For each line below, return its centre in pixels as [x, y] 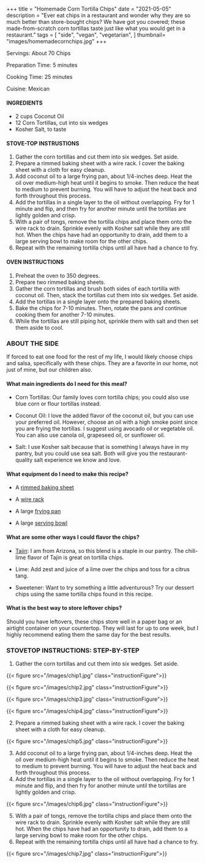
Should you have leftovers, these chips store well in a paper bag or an [94, 621]
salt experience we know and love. [77, 460]
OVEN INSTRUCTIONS [35, 262]
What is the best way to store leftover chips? [64, 608]
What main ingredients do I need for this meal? [67, 383]
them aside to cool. [39, 327]
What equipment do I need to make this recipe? [67, 474]
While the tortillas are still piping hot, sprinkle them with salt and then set [107, 321]
